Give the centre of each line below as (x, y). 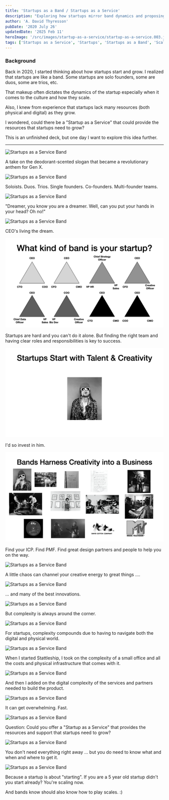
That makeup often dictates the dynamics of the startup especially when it (82, 92)
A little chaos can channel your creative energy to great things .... (73, 574)
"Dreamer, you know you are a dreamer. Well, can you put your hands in (80, 206)
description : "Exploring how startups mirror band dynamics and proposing (85, 16)
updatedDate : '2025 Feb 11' (35, 32)
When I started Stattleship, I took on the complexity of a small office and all (83, 658)
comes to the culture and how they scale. (48, 98)
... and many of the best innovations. (43, 594)
